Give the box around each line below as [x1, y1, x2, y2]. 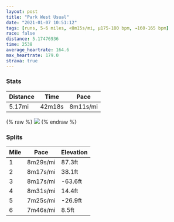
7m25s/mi [27, 197, 56, 205]
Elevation [61, 148, 88, 157]
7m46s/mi [27, 206, 56, 214]
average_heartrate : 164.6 [6, 47, 69, 53]
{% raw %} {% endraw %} [6, 118, 77, 125]
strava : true [6, 58, 38, 64]
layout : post [6, 8, 38, 15]
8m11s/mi [69, 102, 98, 111]
